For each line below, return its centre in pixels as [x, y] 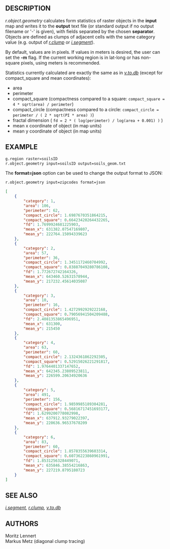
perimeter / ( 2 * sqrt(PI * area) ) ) [53, 115]
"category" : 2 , [40, 248]
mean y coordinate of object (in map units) [57, 131]
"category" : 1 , [40, 201]
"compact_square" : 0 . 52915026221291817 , [67, 362]
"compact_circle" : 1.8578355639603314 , [66, 451]
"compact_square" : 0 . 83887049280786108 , [67, 267]
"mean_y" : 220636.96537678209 [55, 423]
